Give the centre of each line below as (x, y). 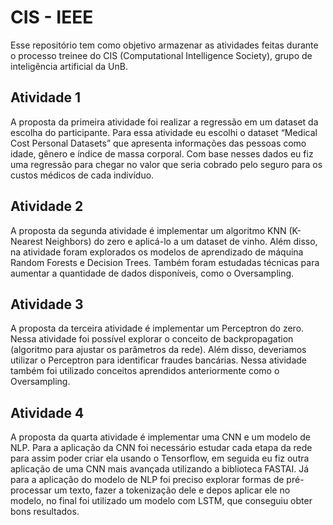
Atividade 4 (47, 412)
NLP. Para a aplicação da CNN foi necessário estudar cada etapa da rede (161, 448)
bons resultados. (45, 512)
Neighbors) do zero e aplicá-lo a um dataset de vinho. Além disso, (181, 241)
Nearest (26, 241)
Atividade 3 (47, 304)
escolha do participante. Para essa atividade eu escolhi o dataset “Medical (164, 132)
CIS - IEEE (52, 17)
